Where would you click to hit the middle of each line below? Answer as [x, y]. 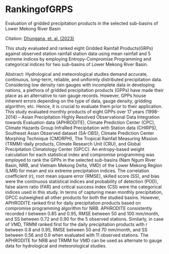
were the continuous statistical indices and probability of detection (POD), [82, 181]
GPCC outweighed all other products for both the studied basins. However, [83, 197]
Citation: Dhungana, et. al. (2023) [40, 38]
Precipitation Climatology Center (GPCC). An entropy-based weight [75, 149]
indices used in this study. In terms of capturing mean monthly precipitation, [84, 192]
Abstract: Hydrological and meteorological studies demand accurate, [76, 74]
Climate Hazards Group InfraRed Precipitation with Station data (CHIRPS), [81, 128]
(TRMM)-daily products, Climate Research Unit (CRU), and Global [73, 144]
